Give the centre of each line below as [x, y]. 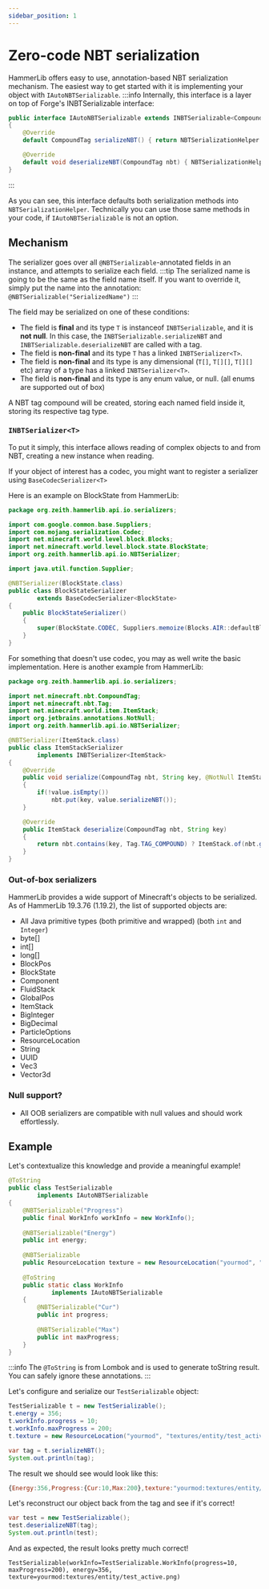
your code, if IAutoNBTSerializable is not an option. [93, 217]
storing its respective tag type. [59, 411]
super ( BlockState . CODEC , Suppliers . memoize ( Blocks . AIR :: [134, 628]
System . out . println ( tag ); [51, 1458]
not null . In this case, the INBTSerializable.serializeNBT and [121, 336]
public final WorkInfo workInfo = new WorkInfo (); [109, 1218]
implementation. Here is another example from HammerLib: [106, 667]
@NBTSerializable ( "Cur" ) [78, 1307]
